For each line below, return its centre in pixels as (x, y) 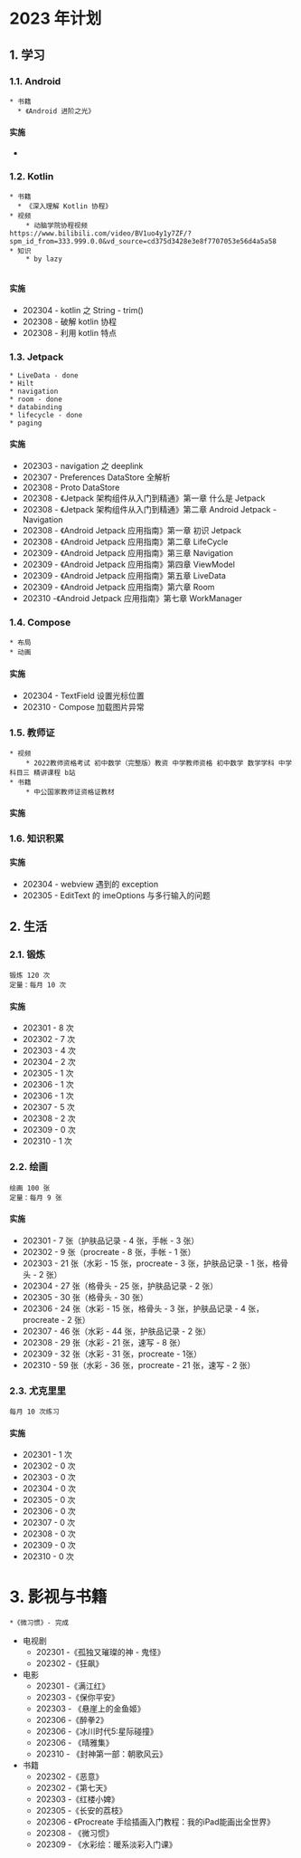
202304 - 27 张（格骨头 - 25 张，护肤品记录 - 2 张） (120, 1286)
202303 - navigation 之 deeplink (83, 466)
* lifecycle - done (46, 415)
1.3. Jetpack (37, 357)
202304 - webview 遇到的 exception (90, 884)
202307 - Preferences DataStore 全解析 (96, 477)
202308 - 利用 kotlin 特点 (70, 332)
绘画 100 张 (30, 1188)
